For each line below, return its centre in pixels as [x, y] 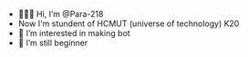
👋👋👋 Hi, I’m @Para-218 [61, 14]
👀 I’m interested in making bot [74, 33]
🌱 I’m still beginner [53, 43]
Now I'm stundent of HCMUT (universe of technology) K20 [129, 24]
